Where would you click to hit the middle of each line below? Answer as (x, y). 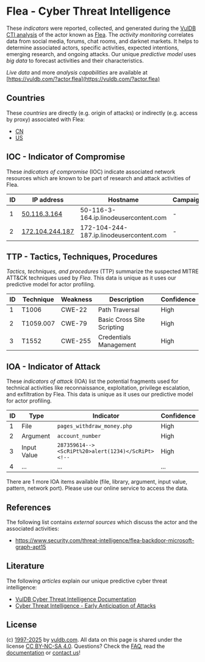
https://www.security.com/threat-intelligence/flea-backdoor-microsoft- (105, 540)
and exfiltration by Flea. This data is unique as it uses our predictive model (100, 395)
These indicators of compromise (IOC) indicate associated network (91, 172)
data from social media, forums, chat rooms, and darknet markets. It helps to (103, 41)
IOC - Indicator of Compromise (66, 157)
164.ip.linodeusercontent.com (124, 217)
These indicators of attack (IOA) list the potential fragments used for (92, 381)
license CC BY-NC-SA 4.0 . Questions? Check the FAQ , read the (86, 646)
